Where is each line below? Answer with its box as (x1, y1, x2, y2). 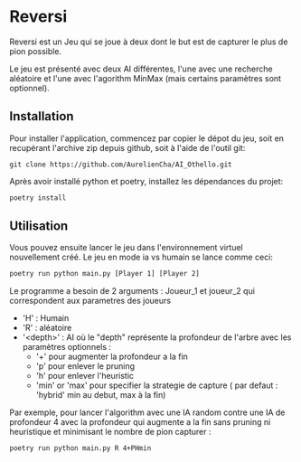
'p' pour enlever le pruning (35, 361, 136, 372)
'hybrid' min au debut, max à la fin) (35, 390, 166, 401)
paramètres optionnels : (22, 342, 111, 353)
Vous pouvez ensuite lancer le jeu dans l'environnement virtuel (9, 242, 244, 253)
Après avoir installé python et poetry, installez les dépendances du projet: (9, 175, 284, 186)
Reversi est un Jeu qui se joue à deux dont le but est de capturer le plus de (9, 36, 288, 47)
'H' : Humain (22, 313, 70, 324)
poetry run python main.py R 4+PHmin (9, 444, 152, 453)
